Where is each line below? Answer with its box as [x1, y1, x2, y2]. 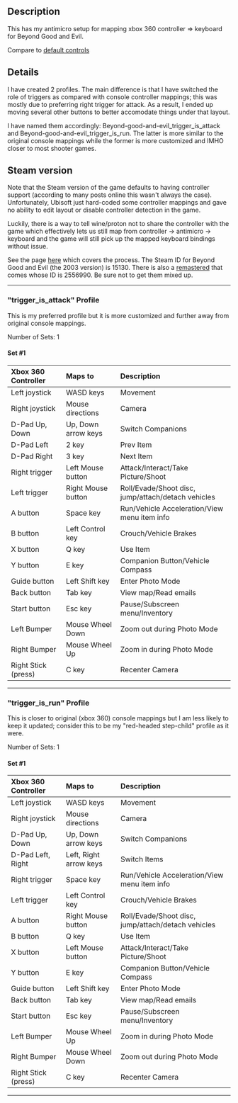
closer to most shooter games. [7, 144, 97, 152]
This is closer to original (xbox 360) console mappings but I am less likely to [7, 714, 229, 723]
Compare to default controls [7, 45, 90, 54]
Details [7, 67, 39, 79]
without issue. [7, 242, 48, 251]
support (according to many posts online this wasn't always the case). [7, 191, 212, 199]
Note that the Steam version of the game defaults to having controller [7, 183, 210, 192]
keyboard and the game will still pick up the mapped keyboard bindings [7, 234, 216, 243]
